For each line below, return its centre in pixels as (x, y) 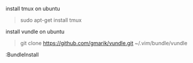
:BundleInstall (22, 55)
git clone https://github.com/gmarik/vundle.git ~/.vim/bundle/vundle (104, 43)
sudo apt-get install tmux (51, 20)
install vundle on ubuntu (35, 31)
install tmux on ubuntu (33, 9)
